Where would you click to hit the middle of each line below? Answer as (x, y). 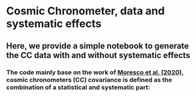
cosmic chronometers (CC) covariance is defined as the (89, 80)
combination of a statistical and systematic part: (79, 87)
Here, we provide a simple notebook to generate (98, 46)
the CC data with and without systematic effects (98, 55)
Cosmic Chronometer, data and (85, 11)
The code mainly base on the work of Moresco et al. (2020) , (95, 72)
